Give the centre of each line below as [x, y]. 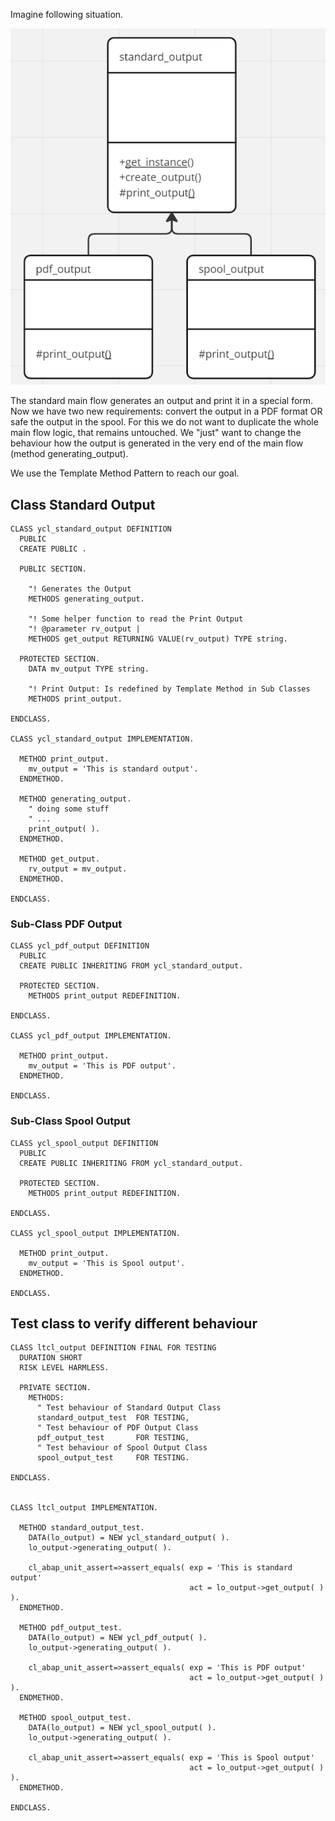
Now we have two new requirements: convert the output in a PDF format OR [166, 411]
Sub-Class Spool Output [70, 1121]
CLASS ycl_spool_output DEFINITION [84, 1143]
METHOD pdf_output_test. [71, 1628]
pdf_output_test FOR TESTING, [113, 1438]
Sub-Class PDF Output [66, 924]
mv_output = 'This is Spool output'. [107, 1263]
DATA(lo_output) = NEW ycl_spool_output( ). [122, 1728]
